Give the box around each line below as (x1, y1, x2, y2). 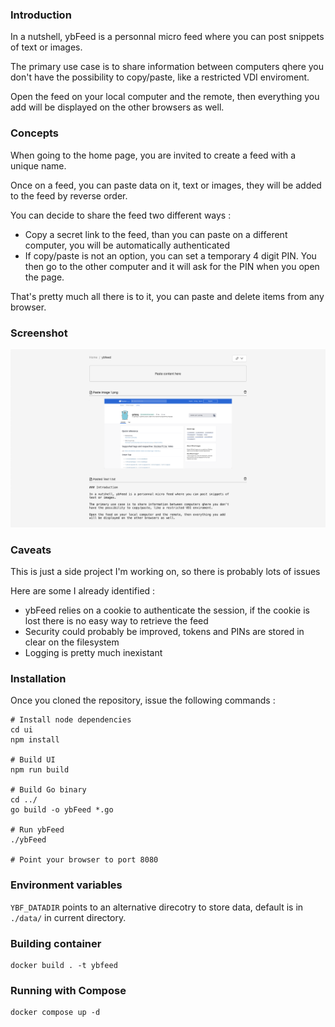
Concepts (10, 126, 60, 140)
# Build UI (10, 755, 56, 765)
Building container (10, 936, 102, 950)
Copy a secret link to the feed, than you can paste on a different (24, 228, 288, 240)
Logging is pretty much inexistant (24, 647, 163, 659)
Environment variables (10, 878, 123, 892)
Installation (10, 672, 67, 686)
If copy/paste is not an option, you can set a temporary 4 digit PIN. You (24, 249, 317, 262)
